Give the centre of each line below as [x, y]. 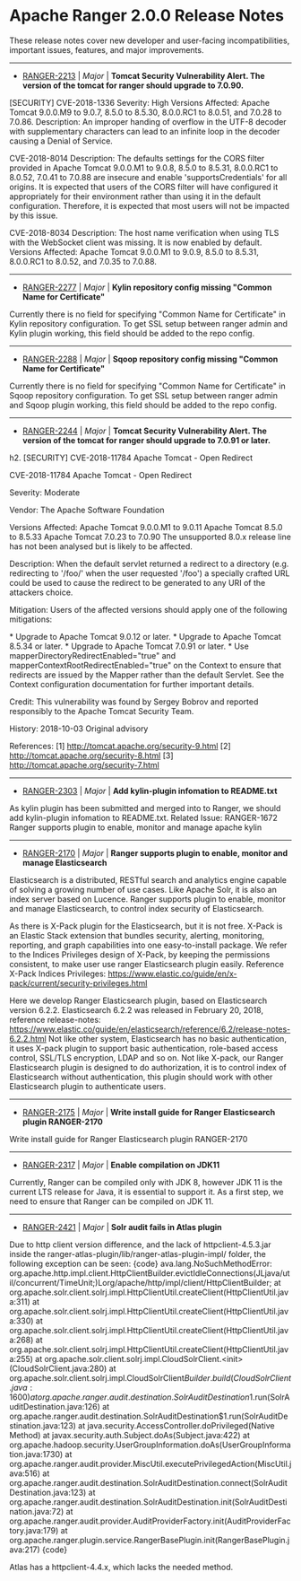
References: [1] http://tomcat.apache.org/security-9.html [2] [120, 746]
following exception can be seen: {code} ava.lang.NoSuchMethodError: [141, 1263]
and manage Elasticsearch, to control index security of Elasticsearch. [137, 908]
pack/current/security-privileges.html [78, 983]
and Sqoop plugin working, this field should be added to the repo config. [143, 405]
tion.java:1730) [36, 1454]
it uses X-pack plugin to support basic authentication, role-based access [144, 1048]
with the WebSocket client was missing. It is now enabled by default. [136, 242]
